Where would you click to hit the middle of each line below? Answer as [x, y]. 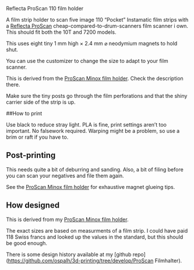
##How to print [24, 113]
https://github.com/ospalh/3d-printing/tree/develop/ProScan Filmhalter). [95, 260]
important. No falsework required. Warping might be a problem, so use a [93, 131]
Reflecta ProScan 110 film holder [45, 8]
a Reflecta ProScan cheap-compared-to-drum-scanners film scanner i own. [97, 26]
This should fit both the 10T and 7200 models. [61, 32]
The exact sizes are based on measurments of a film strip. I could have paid [97, 230]
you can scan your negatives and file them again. [65, 176]
